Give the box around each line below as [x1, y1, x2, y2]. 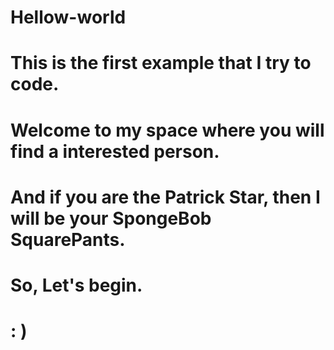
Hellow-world [10, 6, 127, 29]
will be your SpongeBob [10, 207, 212, 230]
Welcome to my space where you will [10, 119, 325, 141]
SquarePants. [10, 228, 126, 251]
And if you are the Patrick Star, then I [10, 186, 321, 208]
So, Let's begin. [10, 274, 143, 296]
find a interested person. [10, 140, 220, 163]
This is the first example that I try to [10, 52, 312, 75]
